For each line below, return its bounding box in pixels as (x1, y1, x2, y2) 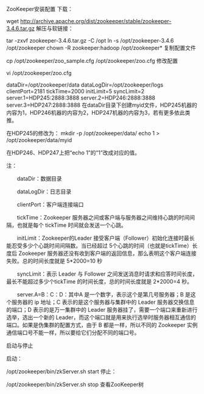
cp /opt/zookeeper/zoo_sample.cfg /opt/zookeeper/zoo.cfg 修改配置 (6, 57, 178, 64)
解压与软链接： (36, 25, 74, 32)
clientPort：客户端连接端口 (16, 201, 84, 208)
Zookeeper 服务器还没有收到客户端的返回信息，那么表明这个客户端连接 (18, 249, 197, 257)
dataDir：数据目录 (16, 175, 62, 182)
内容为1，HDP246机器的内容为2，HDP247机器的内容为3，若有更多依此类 (6, 109, 191, 116)
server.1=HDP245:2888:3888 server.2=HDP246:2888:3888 (6, 94, 155, 101)
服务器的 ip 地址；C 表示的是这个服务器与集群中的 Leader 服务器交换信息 (11, 298, 195, 306)
